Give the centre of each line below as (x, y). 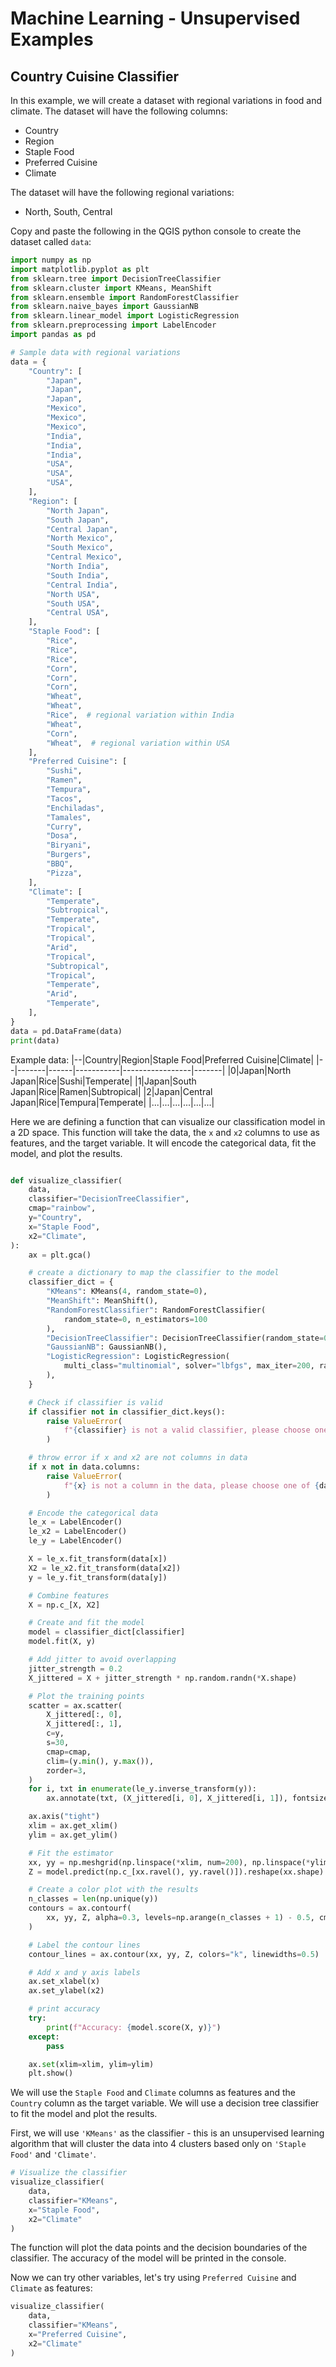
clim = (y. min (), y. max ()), (100, 1761)
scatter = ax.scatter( (75, 1705)
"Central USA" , (78, 613)
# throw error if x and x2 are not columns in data (138, 1458)
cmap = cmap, (69, 1752)
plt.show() (51, 2073)
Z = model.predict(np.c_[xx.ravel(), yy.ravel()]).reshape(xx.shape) (176, 1872)
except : (44, 2037)
